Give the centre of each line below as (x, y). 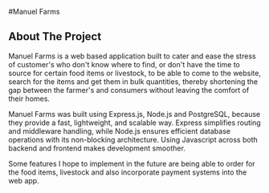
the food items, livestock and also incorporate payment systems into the (128, 172)
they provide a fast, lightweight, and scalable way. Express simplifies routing (134, 123)
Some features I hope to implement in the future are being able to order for (132, 163)
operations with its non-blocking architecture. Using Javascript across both (133, 139)
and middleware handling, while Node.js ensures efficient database (120, 131)
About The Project (55, 36)
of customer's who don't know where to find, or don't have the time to (124, 64)
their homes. (29, 99)
